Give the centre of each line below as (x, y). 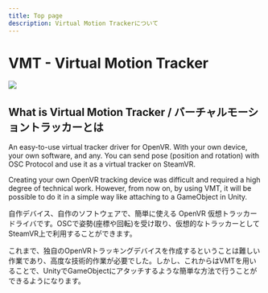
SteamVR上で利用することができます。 (72, 233)
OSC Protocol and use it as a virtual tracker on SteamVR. (102, 164)
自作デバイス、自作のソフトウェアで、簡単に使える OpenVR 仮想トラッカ (130, 213)
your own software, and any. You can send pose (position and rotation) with (134, 156)
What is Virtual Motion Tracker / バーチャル (118, 112)
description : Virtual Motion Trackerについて (83, 23)
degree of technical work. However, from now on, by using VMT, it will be (130, 188)
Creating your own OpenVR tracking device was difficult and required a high (134, 180)
